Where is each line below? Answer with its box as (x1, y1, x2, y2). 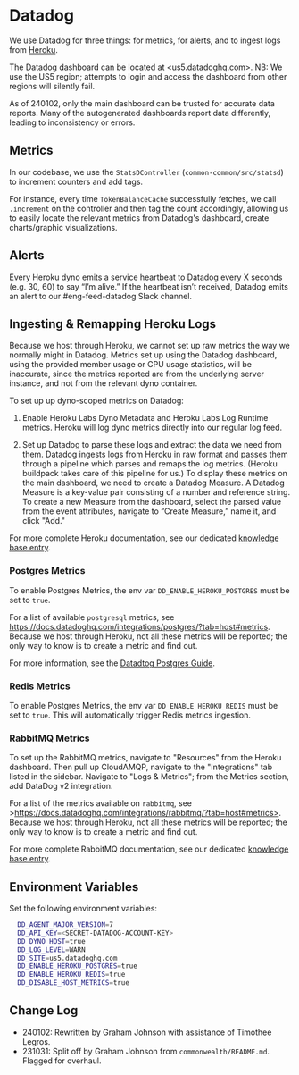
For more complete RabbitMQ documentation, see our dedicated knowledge (9, 844, 289, 854)
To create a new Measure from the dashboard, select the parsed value (21, 497, 282, 508)
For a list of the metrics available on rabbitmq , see (9, 798, 192, 809)
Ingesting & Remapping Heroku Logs (9, 316, 217, 332)
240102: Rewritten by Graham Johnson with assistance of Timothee (21, 1027, 272, 1037)
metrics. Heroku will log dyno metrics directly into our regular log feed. (21, 422, 283, 433)
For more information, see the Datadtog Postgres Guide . (9, 658, 216, 668)
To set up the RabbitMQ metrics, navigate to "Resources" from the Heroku (9, 752, 282, 763)
